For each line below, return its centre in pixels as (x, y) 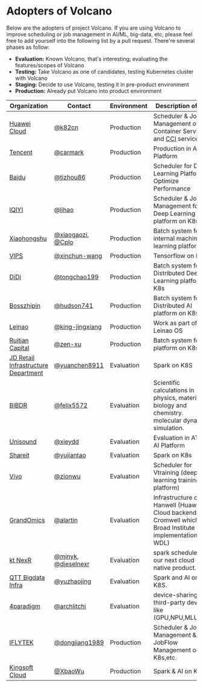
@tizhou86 (70, 177)
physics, (165, 398)
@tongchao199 (76, 277)
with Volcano (31, 78)
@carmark (69, 152)
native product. (175, 567)
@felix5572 (71, 405)
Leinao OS (168, 331)
